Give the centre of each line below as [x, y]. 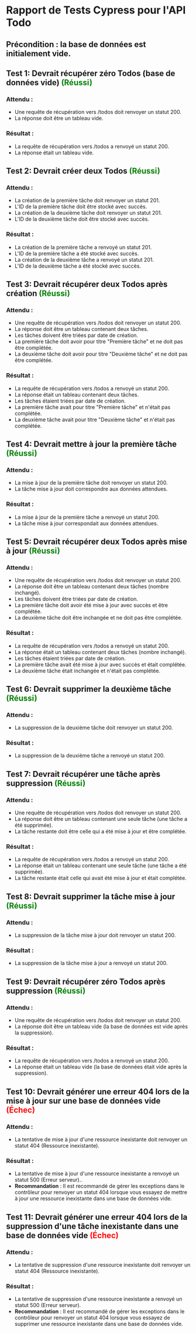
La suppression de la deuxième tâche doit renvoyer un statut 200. [94, 728]
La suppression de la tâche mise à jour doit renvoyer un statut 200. [95, 935]
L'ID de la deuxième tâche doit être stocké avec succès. [82, 219]
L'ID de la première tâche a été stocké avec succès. [77, 253]
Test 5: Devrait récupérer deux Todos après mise [97, 541]
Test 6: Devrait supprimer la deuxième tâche [89, 689]
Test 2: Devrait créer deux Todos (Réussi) [83, 171]
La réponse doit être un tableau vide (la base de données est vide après [101, 1027]
